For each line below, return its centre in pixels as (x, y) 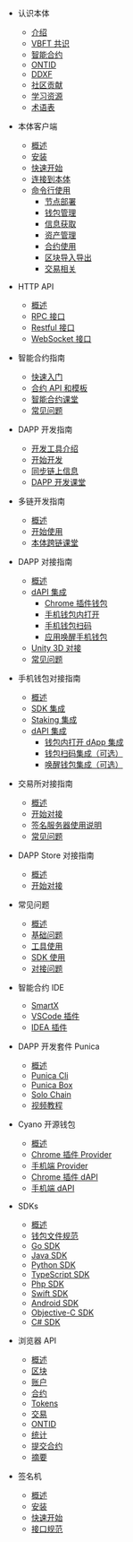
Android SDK (54, 1303)
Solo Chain (51, 1095)
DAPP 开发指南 (45, 429)
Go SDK (46, 1246)
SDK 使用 (48, 957)
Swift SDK (50, 1293)
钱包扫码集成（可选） (83, 753)
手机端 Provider (59, 1165)
